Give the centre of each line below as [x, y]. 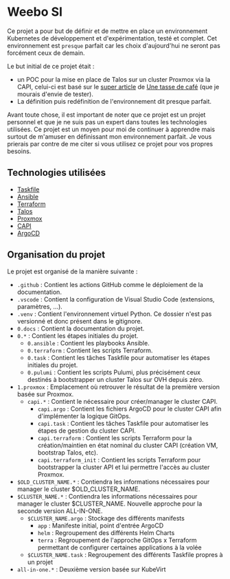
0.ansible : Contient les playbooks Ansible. [88, 343]
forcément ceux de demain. [46, 53]
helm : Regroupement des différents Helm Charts [106, 532]
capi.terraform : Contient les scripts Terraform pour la [115, 438]
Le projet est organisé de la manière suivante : [72, 271]
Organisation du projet [56, 255]
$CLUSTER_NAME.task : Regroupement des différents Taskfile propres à [125, 554]
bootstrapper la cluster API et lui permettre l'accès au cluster [124, 467]
